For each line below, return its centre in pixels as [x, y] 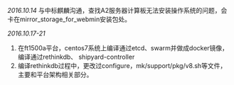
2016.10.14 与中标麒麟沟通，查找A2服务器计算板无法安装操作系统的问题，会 [117, 10]
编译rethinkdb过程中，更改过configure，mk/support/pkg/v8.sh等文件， [122, 66]
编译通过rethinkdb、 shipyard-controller [76, 57]
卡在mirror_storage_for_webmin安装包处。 [69, 19]
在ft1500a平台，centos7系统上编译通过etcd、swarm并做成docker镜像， [123, 48]
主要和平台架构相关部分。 [55, 74]
